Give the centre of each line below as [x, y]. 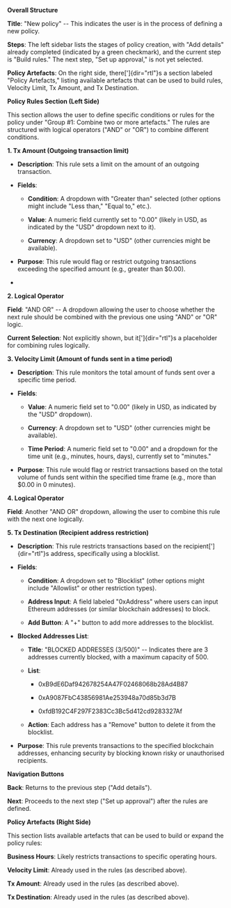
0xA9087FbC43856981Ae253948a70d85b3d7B [107, 697]
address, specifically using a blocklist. [105, 554]
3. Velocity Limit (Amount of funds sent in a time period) [90, 359]
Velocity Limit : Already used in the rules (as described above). [97, 870]
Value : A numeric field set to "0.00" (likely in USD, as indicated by [122, 407]
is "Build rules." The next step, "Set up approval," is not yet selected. [105, 59]
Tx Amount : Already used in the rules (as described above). [93, 884]
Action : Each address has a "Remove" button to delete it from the [121, 725]
